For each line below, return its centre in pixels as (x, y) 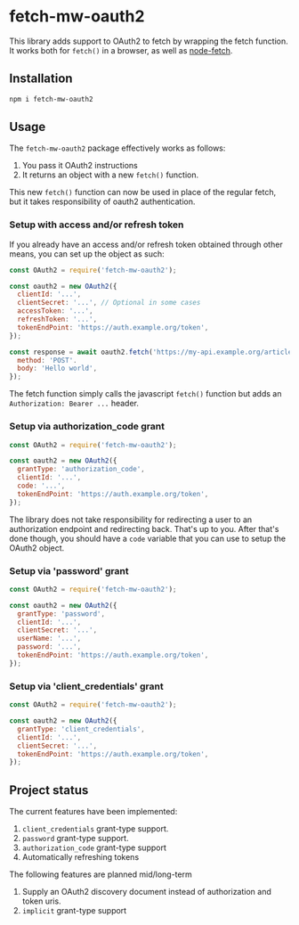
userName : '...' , (49, 639)
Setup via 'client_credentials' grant (86, 686)
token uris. (41, 901)
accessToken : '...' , (55, 311)
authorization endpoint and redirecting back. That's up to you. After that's (144, 528)
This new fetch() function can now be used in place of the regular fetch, (143, 192)
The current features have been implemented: (93, 812)
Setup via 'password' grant (69, 570)
